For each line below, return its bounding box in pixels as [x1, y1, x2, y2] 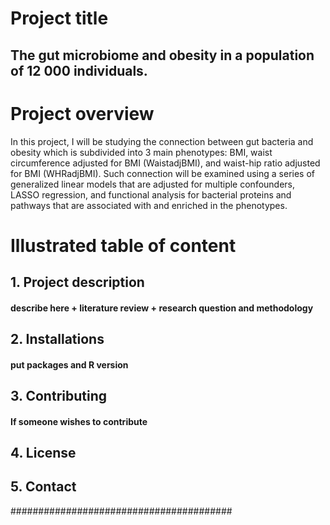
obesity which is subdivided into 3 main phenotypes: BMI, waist [10, 146, 273, 158]
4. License [10, 445, 77, 462]
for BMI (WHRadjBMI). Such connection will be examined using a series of [10, 167, 315, 179]
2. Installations [10, 331, 105, 348]
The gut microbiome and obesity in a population [10, 47, 315, 64]
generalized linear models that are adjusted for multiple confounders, [10, 178, 296, 190]
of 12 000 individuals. [10, 62, 148, 79]
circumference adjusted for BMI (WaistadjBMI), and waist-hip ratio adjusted [10, 157, 321, 169]
